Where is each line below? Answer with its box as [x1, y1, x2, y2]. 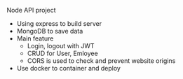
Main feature [16, 34, 54, 43]
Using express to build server [16, 20, 102, 27]
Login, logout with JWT [27, 42, 95, 50]
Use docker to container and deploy [16, 64, 121, 72]
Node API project [6, 6, 57, 14]
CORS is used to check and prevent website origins [27, 57, 176, 65]
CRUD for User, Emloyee [27, 49, 99, 57]
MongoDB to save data [16, 27, 83, 35]
